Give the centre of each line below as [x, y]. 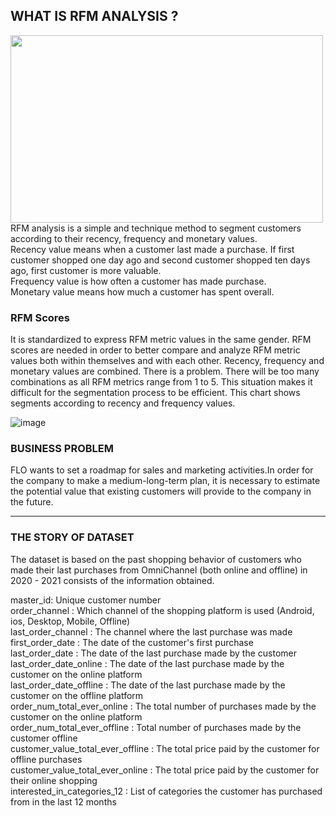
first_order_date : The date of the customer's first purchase [132, 642]
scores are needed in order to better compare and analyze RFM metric [155, 350]
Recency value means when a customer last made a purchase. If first [152, 249]
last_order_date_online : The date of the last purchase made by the [147, 663]
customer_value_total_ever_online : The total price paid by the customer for [165, 770]
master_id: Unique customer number [86, 600]
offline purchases [46, 759]
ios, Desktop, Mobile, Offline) [70, 621]
